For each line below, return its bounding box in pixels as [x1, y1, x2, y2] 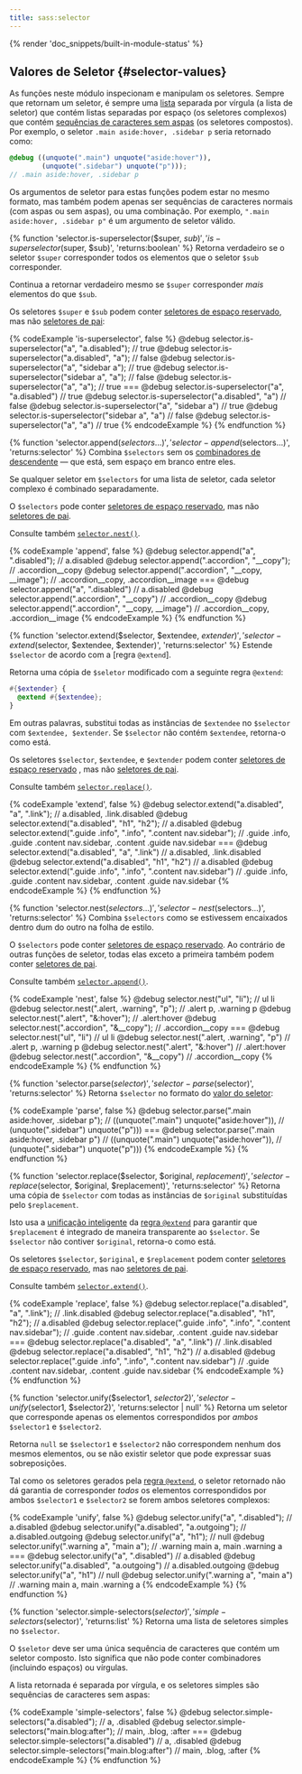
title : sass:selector [9, 13, 91, 23]
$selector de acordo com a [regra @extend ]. [9, 649, 171, 660]
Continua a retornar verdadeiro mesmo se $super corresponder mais [9, 279, 264, 290]
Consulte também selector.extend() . [9, 1280, 149, 1291]
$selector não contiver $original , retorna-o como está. [9, 1236, 216, 1247]
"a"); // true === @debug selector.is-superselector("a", [78, 381, 284, 393]
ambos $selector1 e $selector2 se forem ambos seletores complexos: [9, 1494, 270, 1505]
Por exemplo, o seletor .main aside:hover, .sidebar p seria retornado [9, 126, 272, 137]
